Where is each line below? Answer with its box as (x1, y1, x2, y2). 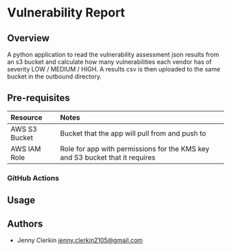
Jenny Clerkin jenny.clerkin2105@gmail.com (16, 236, 143, 244)
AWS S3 (10, 124, 38, 133)
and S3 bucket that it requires (60, 153, 156, 162)
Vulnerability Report (7, 5, 125, 21)
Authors (7, 218, 43, 230)
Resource (10, 112, 43, 122)
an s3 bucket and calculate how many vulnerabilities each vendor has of (7, 58, 212, 66)
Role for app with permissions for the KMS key (60, 144, 210, 153)
